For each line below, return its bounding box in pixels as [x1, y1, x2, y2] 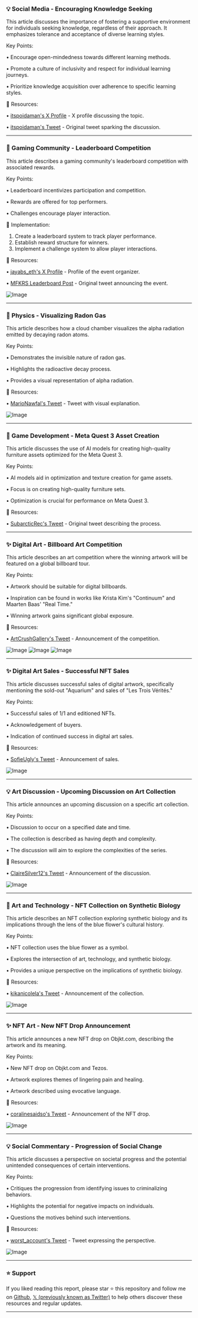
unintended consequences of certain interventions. [6, 1162, 131, 1169]
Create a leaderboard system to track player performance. [14, 233, 157, 240]
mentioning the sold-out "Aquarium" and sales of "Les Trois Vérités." [6, 687, 173, 694]
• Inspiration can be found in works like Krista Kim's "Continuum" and [6, 594, 176, 602]
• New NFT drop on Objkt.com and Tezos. [6, 1064, 108, 1071]
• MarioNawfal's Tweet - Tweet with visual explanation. [6, 399, 140, 407]
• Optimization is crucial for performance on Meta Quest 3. [6, 497, 149, 504]
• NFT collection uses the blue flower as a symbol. [6, 944, 129, 951]
